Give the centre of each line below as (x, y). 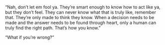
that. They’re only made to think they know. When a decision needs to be (80, 17)
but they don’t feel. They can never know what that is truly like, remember (81, 12)
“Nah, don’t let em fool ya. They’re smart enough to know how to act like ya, (83, 7)
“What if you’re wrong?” (30, 37)
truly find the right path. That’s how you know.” (53, 28)
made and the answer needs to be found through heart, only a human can (81, 22)
